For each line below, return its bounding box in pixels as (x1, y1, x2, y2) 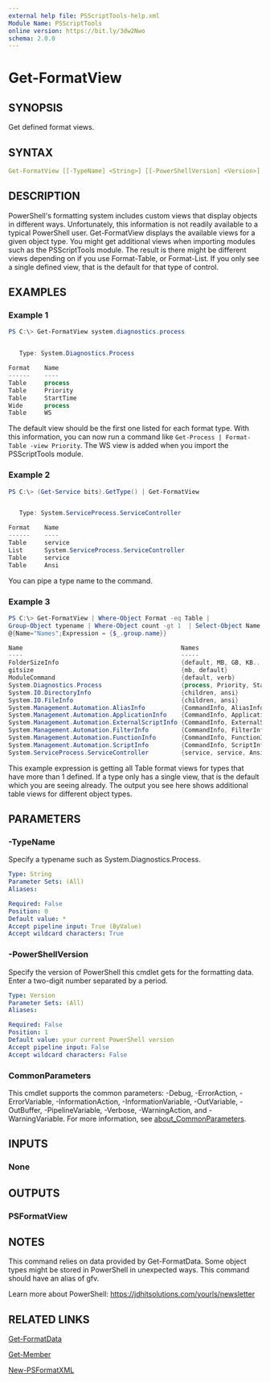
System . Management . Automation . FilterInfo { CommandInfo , (8, 726, 228, 734)
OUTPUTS (8, 1186, 60, 1200)
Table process (8, 379, 70, 387)
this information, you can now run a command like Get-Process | (8, 432, 223, 442)
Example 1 (8, 309, 49, 321)
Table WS (8, 409, 52, 417)
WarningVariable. (8, 1114, 66, 1123)
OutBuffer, (8, 1105, 43, 1114)
